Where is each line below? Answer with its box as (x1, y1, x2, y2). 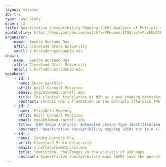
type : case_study (5, 16, 41, 21)
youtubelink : (5, 30, 32, 35)
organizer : (5, 35, 28, 40)
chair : (5, 53, 19, 58)
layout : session (5, 7, 39, 12)
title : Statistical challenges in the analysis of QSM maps (18, 150, 145, 155)
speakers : (5, 72, 26, 77)
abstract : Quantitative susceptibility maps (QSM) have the (18, 154, 145, 159)
